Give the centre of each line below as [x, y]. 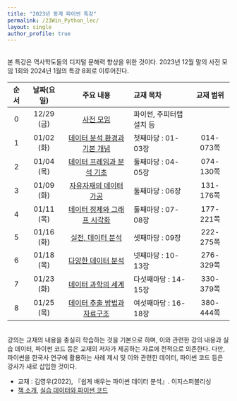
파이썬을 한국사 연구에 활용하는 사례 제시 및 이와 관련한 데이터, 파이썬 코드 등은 [115, 358]
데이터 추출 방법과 [96, 303]
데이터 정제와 [89, 210]
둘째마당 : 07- [157, 210]
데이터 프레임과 [92, 162]
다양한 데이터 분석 [96, 261]
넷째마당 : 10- [157, 256]
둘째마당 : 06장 [157, 191]
